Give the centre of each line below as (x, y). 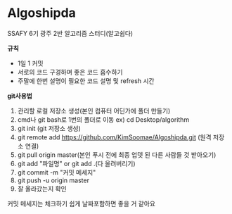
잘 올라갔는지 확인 (42, 189)
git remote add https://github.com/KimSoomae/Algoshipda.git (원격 (115, 137)
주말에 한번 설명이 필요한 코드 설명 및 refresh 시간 (86, 81)
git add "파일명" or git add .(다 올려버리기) (76, 163)
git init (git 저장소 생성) (49, 128)
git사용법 (20, 96)
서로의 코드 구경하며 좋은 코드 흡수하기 (70, 72)
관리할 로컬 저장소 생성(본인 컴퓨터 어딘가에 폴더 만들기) (94, 111)
